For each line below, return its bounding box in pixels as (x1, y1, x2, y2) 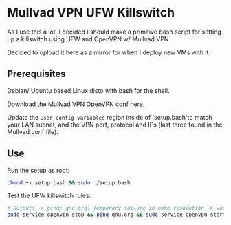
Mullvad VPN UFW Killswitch (7, 5, 175, 21)
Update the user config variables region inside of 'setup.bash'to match (7, 113, 212, 121)
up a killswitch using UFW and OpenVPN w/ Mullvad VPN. (7, 34, 170, 43)
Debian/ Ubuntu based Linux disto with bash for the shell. (7, 86, 170, 94)
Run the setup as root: (7, 166, 70, 174)
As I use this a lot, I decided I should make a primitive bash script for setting (7, 28, 222, 36)
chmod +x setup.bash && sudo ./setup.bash (7, 179, 131, 186)
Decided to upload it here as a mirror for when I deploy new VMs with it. (7, 48, 211, 56)
